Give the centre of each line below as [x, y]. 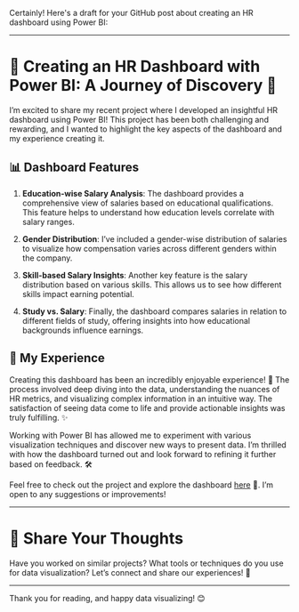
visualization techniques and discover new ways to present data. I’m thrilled [148, 445]
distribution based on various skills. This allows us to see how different [152, 285]
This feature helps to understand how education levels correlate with [148, 212]
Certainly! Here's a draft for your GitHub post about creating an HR [131, 13]
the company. [47, 258]
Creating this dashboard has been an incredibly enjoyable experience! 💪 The [149, 379]
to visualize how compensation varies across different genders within [149, 248]
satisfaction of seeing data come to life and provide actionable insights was [147, 407]
